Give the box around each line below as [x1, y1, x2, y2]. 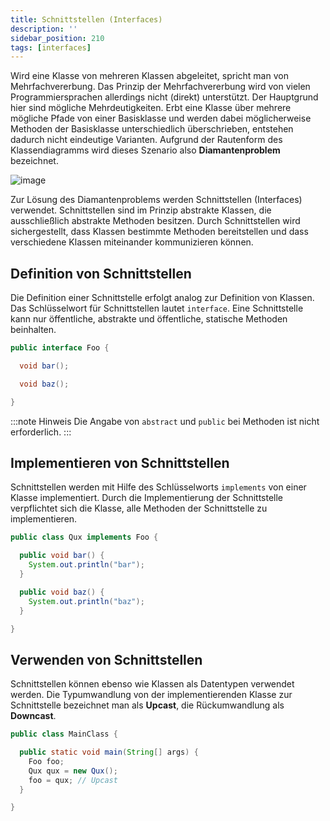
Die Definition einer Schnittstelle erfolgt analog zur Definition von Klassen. [10, 292, 315, 304]
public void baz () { [19, 587, 105, 597]
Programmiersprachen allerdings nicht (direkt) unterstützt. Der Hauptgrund [10, 91, 319, 103]
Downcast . [10, 710, 57, 722]
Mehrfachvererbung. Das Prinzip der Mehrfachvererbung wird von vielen [10, 81, 311, 93]
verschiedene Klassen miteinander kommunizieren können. [10, 236, 254, 248]
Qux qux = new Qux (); [28, 766, 118, 776]
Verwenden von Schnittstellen [10, 651, 203, 668]
